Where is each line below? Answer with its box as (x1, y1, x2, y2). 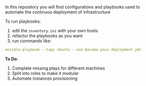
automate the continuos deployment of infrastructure (5, 9, 111, 15)
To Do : (5, 56, 18, 61)
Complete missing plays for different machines (12, 65, 105, 71)
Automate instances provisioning (12, 75, 78, 81)
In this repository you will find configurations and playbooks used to (5, 4, 140, 10)
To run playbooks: (5, 19, 41, 24)
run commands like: (12, 38, 52, 44)
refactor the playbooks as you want (12, 33, 83, 38)
